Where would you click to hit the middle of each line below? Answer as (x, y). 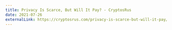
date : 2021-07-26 (24, 15)
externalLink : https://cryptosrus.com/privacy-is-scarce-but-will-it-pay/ (87, 19)
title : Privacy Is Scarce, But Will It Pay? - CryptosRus (68, 10)
